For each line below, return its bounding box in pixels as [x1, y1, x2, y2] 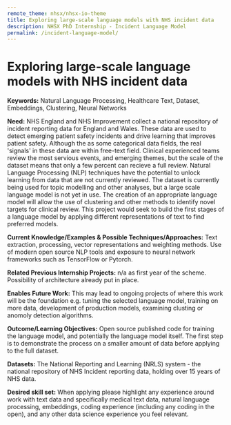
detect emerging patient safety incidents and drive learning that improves [7, 132, 216, 140]
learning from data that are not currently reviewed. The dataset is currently [7, 176, 219, 184]
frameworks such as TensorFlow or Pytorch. [7, 255, 133, 264]
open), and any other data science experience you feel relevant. [7, 410, 189, 418]
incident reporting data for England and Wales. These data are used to [7, 125, 207, 133]
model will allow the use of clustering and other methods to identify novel [7, 198, 216, 206]
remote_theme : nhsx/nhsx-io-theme [7, 10, 107, 17]
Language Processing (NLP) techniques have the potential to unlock [7, 168, 201, 177]
